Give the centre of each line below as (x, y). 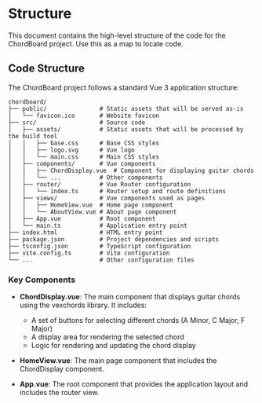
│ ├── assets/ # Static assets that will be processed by (126, 129)
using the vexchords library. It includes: (83, 305)
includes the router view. (59, 393)
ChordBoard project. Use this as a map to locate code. (96, 43)
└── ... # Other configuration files (101, 260)
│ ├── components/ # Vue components (82, 163)
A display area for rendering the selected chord (107, 337)
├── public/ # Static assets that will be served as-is (126, 108)
